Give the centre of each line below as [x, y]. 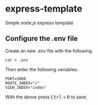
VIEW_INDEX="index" [26, 87]
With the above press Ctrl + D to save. [46, 97]
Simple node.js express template [39, 23]
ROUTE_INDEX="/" [22, 83]
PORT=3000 [16, 79]
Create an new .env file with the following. [49, 50]
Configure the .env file [42, 39]
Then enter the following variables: [42, 69]
